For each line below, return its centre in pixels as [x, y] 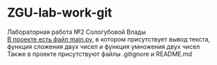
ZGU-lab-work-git [60, 13]
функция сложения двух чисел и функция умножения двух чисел [104, 46]
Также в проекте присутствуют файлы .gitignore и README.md [100, 54]
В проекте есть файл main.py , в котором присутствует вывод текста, [109, 39]
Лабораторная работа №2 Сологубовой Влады [77, 32]
